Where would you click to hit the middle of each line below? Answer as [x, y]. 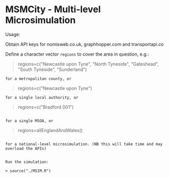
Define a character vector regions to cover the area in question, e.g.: [77, 54]
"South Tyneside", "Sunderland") [52, 69]
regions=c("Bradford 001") [46, 107]
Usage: [13, 34]
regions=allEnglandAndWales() [50, 130]
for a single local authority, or [42, 97]
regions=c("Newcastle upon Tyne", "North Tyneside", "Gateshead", [88, 64]
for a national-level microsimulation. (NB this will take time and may [84, 144]
